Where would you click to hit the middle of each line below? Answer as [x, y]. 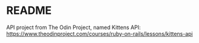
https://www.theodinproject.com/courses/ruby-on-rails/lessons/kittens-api [100, 33]
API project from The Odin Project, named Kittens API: [73, 27]
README [29, 11]
